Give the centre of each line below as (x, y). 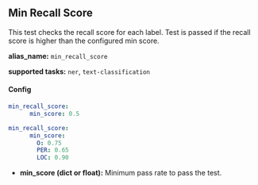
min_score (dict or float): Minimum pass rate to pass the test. (121, 173)
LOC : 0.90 (53, 158)
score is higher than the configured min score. (84, 40)
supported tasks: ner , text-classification (79, 71)
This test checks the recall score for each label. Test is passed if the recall (130, 32)
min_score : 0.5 (54, 114)
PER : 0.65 (53, 150)
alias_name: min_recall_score (58, 56)
